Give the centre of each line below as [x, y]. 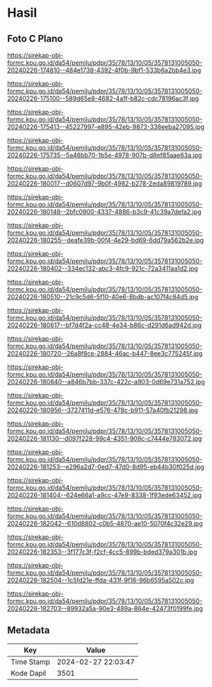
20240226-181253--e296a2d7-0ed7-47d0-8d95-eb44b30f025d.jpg [106, 467]
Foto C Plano [35, 39]
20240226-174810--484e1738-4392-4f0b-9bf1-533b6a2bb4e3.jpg [104, 70]
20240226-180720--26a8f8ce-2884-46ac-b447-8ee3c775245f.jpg [105, 353]
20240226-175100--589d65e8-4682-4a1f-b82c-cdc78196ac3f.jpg [103, 98]
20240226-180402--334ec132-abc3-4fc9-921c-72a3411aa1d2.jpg [103, 269]
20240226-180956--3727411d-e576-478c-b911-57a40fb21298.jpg [103, 410]
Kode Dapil [28, 673]
